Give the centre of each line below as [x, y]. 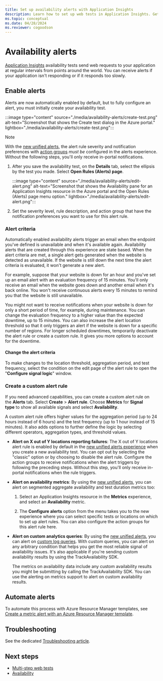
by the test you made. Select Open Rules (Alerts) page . [68, 171]
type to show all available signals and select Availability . [62, 407]
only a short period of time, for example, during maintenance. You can [75, 310]
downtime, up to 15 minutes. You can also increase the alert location [73, 321]
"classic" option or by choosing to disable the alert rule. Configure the [82, 457]
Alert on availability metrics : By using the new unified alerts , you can [82, 482]
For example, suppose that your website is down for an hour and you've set [81, 275]
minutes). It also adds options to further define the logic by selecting [73, 427]
